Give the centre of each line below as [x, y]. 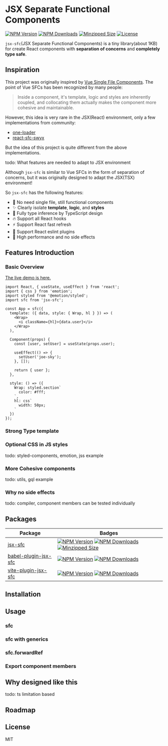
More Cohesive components [40, 468]
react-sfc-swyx [28, 138]
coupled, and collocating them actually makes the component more [87, 102]
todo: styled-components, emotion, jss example [54, 455]
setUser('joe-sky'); [40, 357]
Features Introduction [40, 253]
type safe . [16, 54]
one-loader [24, 132]
